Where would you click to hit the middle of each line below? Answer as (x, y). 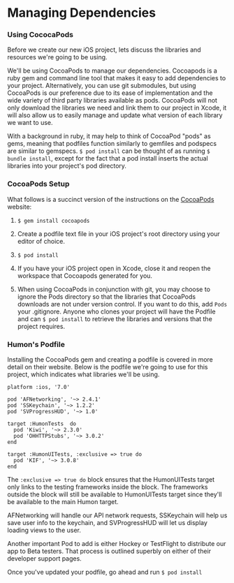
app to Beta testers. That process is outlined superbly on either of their (109, 551)
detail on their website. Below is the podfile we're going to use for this (108, 367)
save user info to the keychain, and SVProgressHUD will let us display (108, 523)
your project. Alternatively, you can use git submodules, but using (102, 86)
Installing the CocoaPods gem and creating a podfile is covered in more (110, 360)
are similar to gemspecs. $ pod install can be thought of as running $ (109, 151)
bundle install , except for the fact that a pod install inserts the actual (108, 158)
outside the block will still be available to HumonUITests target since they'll (115, 494)
